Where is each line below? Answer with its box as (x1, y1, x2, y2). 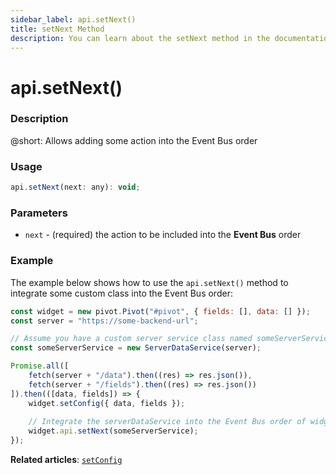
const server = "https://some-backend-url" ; (10, 316, 199, 326)
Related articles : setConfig (10, 454, 123, 465)
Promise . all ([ (10, 361, 70, 371)
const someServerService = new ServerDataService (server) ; (10, 343, 262, 353)
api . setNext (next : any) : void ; (10, 182, 141, 193)
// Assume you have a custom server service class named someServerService (10, 334, 333, 344)
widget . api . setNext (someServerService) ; (28, 426, 199, 436)
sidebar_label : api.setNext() (10, 14, 137, 25)
